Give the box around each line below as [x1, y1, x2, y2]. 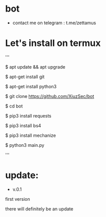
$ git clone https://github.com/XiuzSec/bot [5, 93, 94, 99]
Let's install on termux [5, 37, 101, 49]
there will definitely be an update [5, 205, 74, 212]
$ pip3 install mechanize [5, 132, 57, 138]
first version [5, 196, 30, 202]
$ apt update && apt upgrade [5, 64, 66, 70]
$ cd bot [5, 103, 23, 109]
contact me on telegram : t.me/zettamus [12, 20, 96, 26]
